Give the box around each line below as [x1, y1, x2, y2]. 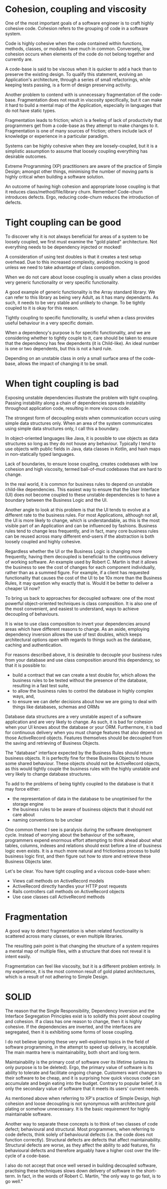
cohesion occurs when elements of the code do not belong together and [5, 51, 155, 57]
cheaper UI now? [5, 585, 40, 591]
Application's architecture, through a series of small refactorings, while [5, 76, 151, 82]
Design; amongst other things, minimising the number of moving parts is [5, 168, 154, 174]
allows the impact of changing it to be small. [17, 360, 108, 366]
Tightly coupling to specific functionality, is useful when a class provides [5, 314, 155, 320]
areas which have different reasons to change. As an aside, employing [5, 626, 150, 632]
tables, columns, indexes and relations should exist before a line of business [5, 842, 162, 848]
